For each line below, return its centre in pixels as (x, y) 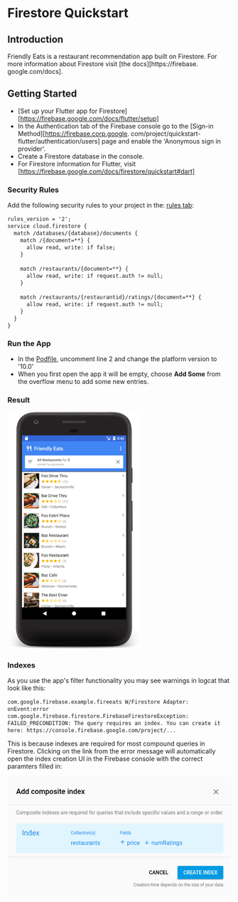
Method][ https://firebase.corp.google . (74, 134)
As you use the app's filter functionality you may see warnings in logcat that (118, 681)
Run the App (29, 344)
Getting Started (42, 94)
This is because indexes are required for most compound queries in (106, 743)
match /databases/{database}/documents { (76, 233)
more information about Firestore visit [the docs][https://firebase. (103, 64)
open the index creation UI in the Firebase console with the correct (105, 759)
